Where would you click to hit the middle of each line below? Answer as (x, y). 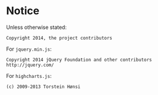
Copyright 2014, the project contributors (59, 38)
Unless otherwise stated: (36, 27)
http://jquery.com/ (30, 65)
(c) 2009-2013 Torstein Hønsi (43, 87)
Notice (23, 11)
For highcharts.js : (29, 76)
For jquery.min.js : (29, 49)
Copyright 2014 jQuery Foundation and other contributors (79, 60)
